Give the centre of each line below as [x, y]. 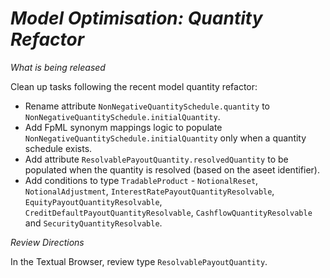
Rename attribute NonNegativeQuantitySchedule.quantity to [147, 106]
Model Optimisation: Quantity [136, 18]
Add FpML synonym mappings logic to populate [123, 127]
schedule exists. [58, 148]
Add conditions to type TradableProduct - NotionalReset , [141, 180]
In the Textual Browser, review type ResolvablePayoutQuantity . [139, 261]
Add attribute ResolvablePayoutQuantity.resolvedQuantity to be [156, 159]
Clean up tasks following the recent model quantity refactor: [134, 86]
